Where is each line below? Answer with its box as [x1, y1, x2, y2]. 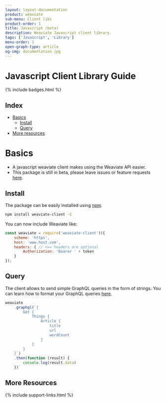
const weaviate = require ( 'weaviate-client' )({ [5, 230, 106, 235]
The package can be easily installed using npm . [5, 202, 103, 208]
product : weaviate [5, 12, 43, 17]
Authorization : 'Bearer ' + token [23, 249, 94, 254]
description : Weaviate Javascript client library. [5, 30, 112, 35]
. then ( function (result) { [14, 356, 70, 361]
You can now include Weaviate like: [5, 221, 78, 227]
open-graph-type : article [5, 44, 58, 49]
